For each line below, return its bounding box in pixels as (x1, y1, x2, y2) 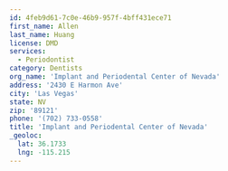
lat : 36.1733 (17, 139, 67, 148)
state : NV (9, 97, 47, 107)
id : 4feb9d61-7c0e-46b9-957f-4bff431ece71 (9, 13, 172, 23)
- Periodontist (17, 55, 75, 64)
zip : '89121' (9, 106, 59, 115)
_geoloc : (9, 131, 43, 140)
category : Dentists (9, 64, 83, 73)
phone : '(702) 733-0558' (9, 114, 103, 123)
